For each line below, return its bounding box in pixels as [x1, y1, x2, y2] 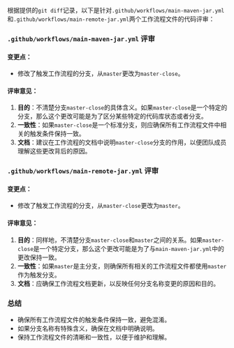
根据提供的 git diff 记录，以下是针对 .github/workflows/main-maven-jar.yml [7, 6, 225, 14]
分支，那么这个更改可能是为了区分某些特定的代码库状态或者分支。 [17, 112, 207, 121]
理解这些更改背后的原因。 [17, 147, 92, 156]
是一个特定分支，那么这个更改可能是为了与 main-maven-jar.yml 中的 [33, 244, 225, 252]
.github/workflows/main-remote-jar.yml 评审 [7, 166, 159, 176]
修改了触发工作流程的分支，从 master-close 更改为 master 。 [17, 202, 184, 210]
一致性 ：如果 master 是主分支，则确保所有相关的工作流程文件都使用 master [17, 262, 227, 270]
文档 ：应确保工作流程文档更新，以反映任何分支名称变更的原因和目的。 [17, 279, 220, 287]
